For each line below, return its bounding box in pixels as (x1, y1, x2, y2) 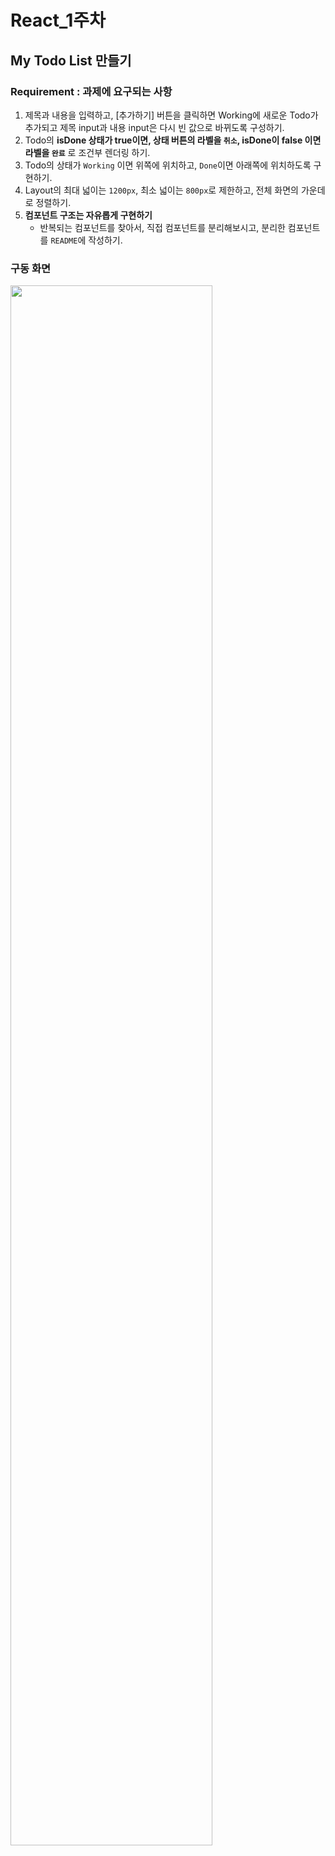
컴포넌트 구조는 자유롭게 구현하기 (24, 209, 153, 221)
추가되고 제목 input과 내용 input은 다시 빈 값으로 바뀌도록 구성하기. (24, 121, 285, 133)
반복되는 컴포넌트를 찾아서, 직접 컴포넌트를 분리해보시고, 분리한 (39, 221, 286, 233)
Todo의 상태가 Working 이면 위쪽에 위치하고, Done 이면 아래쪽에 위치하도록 (24, 159, 312, 171)
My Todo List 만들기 (10, 52, 132, 69)
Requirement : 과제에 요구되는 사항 (10, 84, 173, 98)
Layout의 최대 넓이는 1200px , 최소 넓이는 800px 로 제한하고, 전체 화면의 (24, 184, 299, 196)
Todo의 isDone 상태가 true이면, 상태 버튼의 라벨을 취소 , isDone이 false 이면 (24, 134, 322, 146)
